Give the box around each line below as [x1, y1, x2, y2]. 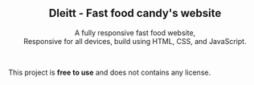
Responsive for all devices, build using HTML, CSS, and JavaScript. [23, 36, 247, 46]
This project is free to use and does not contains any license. [8, 67, 211, 77]
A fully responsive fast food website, [74, 27, 196, 38]
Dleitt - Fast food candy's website [48, 6, 222, 20]
